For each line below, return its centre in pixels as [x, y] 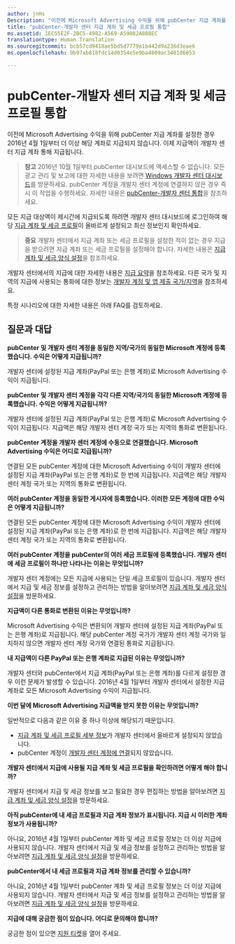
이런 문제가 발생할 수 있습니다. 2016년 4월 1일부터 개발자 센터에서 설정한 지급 [120, 682]
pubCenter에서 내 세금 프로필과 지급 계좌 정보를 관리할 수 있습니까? [99, 871]
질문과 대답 [30, 329]
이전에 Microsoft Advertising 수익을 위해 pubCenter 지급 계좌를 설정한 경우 [111, 134]
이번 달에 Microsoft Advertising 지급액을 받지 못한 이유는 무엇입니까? [103, 705]
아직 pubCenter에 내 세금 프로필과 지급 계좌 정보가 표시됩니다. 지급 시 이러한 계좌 [117, 815]
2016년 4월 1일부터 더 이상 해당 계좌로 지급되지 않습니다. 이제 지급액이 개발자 [113, 143]
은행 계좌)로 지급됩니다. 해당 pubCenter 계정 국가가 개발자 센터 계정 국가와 [116, 634]
